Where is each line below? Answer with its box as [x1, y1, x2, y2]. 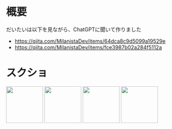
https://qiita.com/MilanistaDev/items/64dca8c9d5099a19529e [14, 38, 166, 45]
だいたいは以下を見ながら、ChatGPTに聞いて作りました [6, 26, 141, 33]
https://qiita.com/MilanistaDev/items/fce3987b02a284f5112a [14, 43, 162, 50]
